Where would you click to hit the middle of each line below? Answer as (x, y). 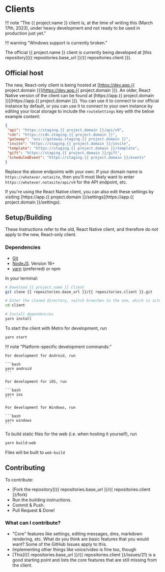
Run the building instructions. (42, 500)
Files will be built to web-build (35, 452)
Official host (24, 73)
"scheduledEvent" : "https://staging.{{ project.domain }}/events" (77, 157)
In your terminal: (22, 278)
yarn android (18, 368)
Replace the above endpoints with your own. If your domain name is (74, 172)
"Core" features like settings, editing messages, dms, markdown (77, 534)
